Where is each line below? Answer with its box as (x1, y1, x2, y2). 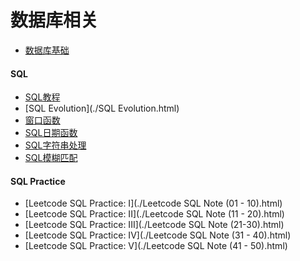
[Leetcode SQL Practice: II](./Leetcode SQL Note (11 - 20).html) (24, 208, 285, 220)
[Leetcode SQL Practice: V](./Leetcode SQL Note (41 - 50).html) (24, 240, 288, 252)
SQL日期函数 (24, 127, 78, 139)
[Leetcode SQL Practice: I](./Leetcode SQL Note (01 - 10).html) (24, 197, 283, 210)
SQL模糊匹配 (24, 152, 78, 164)
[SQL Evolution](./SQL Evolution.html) (24, 102, 180, 115)
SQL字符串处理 (24, 139, 87, 151)
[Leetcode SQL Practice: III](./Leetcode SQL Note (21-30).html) (24, 219, 285, 231)
